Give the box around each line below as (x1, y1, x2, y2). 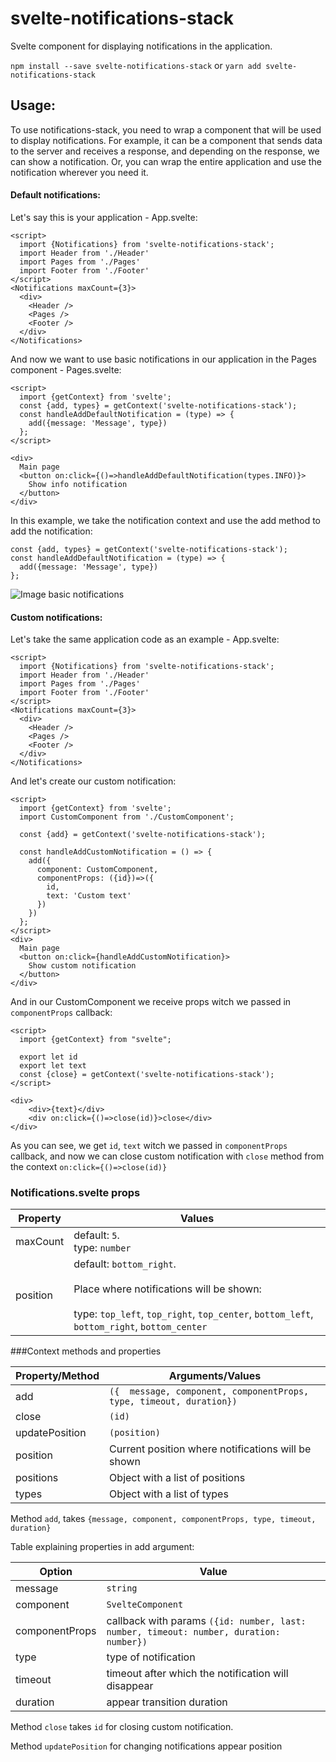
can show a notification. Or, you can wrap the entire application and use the (10, 155, 322, 167)
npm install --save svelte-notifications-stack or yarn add (10, 59, 262, 71)
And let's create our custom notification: (10, 775, 177, 787)
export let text (19, 1061, 87, 1071)
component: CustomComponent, (36, 865, 159, 875)
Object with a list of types (109, 1487, 229, 1501)
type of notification (106, 1650, 196, 1664)
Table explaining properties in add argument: (10, 1541, 195, 1553)
